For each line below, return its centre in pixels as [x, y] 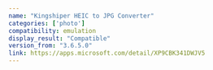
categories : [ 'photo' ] [47, 23]
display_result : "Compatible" [60, 38]
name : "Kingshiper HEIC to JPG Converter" [81, 16]
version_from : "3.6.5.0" [50, 46]
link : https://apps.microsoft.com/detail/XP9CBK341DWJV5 [107, 53]
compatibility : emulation [52, 31]
